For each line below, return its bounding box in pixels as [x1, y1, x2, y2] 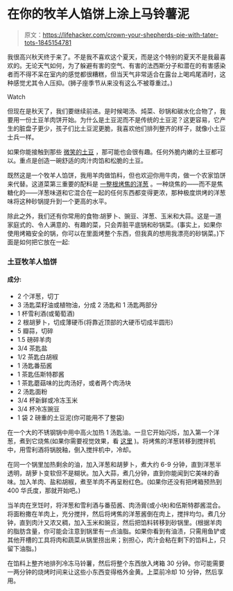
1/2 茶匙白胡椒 [17, 353, 59, 361]
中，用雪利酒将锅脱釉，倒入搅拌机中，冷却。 [7, 445, 135, 454]
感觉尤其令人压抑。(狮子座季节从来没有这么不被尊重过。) [12, 78, 173, 87]
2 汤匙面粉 [17, 388, 48, 396]
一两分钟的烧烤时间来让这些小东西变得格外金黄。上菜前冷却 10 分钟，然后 [7, 568, 218, 576]
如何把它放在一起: [19, 237, 71, 246]
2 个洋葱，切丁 [17, 292, 60, 300]
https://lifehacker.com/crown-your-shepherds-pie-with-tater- [42, 31, 218, 39]
